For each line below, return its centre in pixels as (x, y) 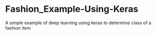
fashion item (18, 28)
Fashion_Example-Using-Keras (72, 9)
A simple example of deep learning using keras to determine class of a (78, 23)
